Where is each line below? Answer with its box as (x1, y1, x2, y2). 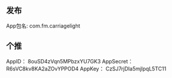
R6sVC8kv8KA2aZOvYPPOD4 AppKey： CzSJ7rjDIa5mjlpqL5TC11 (6, 65, 167, 72)
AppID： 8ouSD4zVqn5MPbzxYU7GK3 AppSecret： (6, 57, 134, 65)
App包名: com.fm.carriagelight (6, 22, 81, 29)
